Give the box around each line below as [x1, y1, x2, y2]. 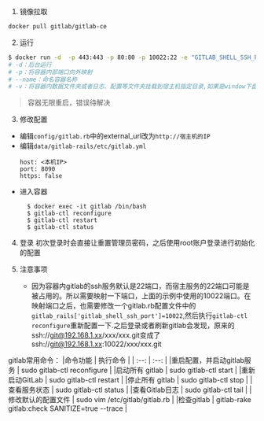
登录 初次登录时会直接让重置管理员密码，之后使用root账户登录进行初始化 [19, 238, 255, 248]
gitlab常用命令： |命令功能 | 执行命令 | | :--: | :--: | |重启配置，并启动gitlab [8, 356, 245, 365]
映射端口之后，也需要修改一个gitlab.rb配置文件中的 [31, 301, 196, 311]
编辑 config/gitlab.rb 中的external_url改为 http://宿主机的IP [19, 131, 211, 141]
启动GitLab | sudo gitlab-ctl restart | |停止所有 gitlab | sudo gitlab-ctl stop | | [8, 375, 253, 385]
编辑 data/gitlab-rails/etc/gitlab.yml [19, 141, 147, 151]
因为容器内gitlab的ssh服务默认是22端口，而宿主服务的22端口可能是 [31, 282, 250, 291]
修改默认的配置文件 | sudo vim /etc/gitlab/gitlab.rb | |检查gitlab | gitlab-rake [8, 395, 251, 404]
